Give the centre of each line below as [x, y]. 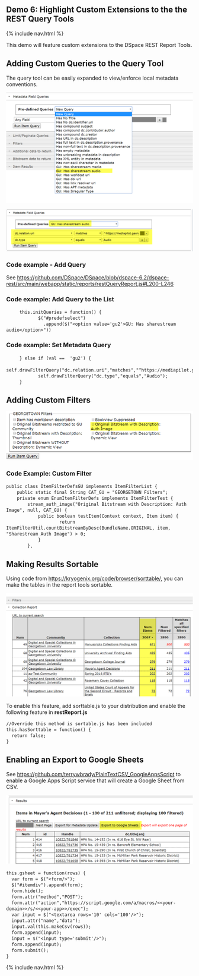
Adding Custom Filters [48, 400]
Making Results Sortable [52, 564]
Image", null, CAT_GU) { [37, 511]
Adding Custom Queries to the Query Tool [85, 64]
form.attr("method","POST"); [47, 897]
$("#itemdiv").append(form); [47, 885]
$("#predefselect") [62, 318]
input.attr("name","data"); [46, 921]
